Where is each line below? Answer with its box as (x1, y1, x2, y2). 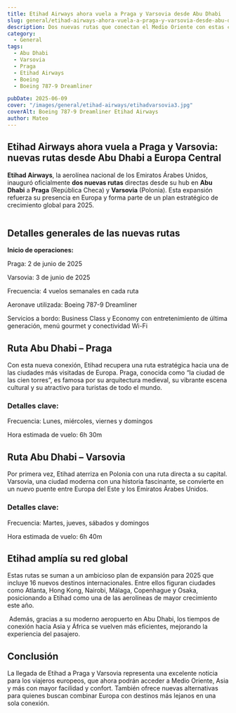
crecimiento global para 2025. (7, 200, 95, 209)
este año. (7, 601, 34, 610)
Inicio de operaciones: (7, 246, 74, 255)
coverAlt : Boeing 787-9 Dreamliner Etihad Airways (7, 109, 159, 116)
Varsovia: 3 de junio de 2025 (7, 273, 91, 282)
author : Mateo (7, 115, 49, 122)
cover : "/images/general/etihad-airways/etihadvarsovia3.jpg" (7, 102, 193, 109)
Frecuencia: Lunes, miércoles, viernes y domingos (7, 417, 153, 425)
